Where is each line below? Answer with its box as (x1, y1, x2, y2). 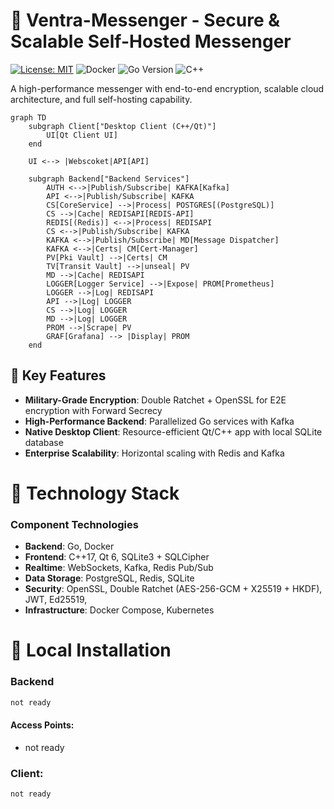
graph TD (10, 112, 47, 123)
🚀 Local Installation (10, 639, 172, 662)
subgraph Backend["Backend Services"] (28, 174, 190, 184)
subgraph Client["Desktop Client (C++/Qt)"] (28, 121, 217, 131)
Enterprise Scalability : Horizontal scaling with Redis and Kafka (24, 447, 285, 459)
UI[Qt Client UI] (46, 130, 118, 140)
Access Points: (10, 719, 75, 731)
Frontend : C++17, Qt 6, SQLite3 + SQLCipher (24, 551, 210, 563)
